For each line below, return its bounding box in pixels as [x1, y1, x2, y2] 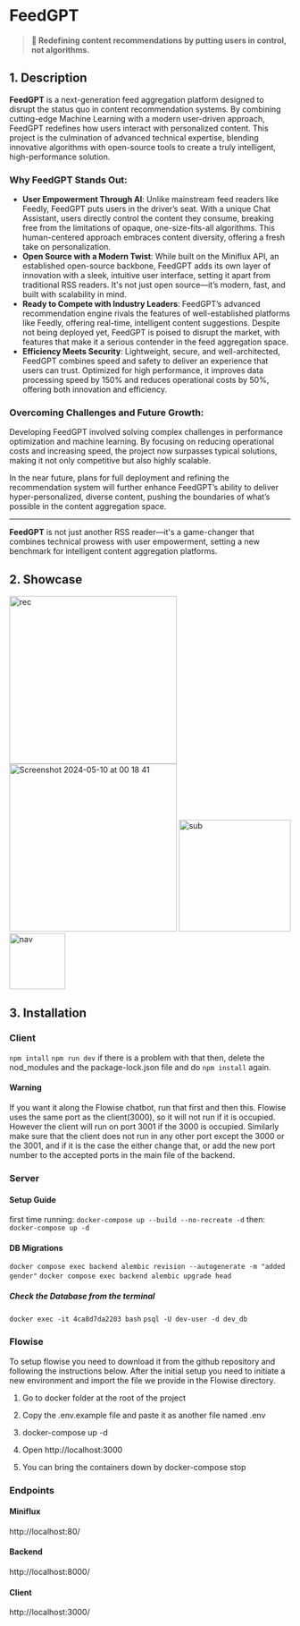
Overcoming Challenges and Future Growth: [9, 406, 204, 419]
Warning [9, 1082, 42, 1093]
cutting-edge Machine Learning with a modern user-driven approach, [9, 113, 265, 123]
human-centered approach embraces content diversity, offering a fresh [21, 232, 286, 243]
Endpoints [9, 1484, 55, 1496]
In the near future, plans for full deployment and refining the [9, 472, 229, 483]
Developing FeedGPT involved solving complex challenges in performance [9, 427, 284, 438]
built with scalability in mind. [21, 289, 127, 300]
